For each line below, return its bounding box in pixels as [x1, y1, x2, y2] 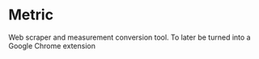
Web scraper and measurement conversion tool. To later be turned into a [8, 32, 251, 42]
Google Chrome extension [8, 40, 96, 50]
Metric [8, 6, 54, 24]
